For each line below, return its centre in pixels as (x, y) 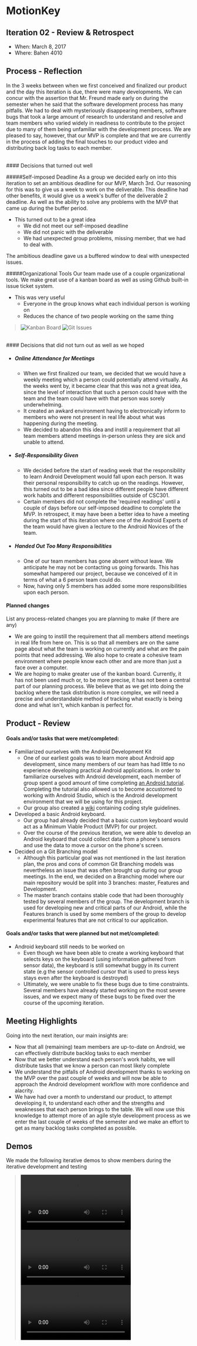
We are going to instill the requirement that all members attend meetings (102, 636)
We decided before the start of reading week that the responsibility (104, 470)
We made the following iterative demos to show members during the (89, 1160)
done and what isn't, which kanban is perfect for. (74, 705)
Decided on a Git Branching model (56, 851)
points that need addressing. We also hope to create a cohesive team (98, 655)
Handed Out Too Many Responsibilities (63, 546)
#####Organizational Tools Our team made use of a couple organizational (96, 273)
